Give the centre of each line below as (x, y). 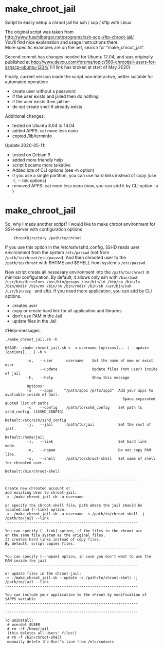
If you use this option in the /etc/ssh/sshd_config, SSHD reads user (72, 247)
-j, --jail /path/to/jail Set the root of (89, 424)
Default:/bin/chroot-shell (32, 471)
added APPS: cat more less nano (45, 130)
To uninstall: (19, 620)
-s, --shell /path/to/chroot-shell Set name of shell (91, 458)
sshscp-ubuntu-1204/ (27, 67)
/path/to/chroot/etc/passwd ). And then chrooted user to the (65, 257)
